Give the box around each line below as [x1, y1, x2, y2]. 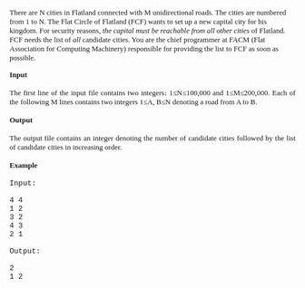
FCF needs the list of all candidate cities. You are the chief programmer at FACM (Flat [9, 35, 266, 44]
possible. [9, 53, 36, 62]
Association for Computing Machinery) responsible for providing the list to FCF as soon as [9, 44, 280, 53]
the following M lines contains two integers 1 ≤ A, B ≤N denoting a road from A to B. [9, 97, 258, 107]
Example [9, 160, 38, 170]
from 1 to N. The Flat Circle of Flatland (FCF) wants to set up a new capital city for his [9, 17, 268, 26]
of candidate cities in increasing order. [9, 142, 123, 152]
